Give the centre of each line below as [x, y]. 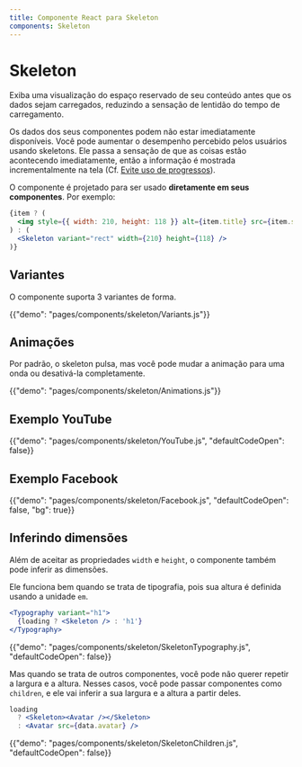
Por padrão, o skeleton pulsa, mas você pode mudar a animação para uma [147, 364]
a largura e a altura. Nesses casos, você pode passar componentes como [146, 683]
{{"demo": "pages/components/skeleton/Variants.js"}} [110, 314]
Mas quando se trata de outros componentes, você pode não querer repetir [149, 673]
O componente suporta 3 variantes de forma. [93, 297]
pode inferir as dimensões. [59, 569]
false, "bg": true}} [42, 510]
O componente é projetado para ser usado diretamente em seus [129, 187]
